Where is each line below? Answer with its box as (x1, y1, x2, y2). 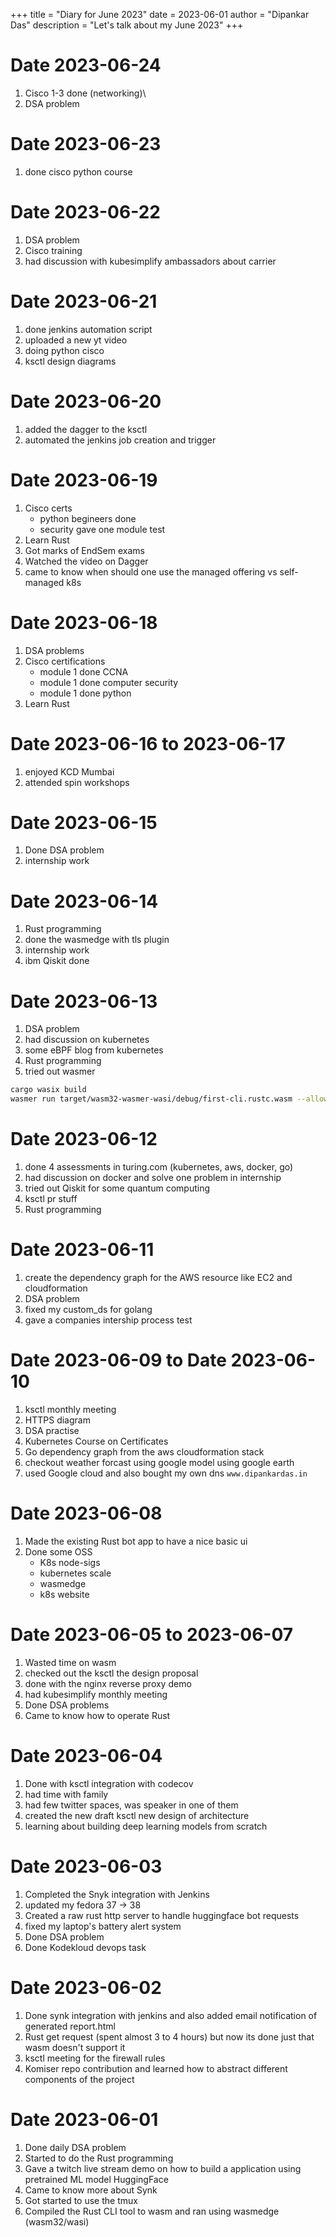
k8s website (39, 1588, 90, 1600)
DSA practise (24, 1424, 80, 1436)
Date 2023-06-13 (10, 990, 158, 1013)
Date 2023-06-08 (10, 1502, 163, 1525)
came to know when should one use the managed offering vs (24, 565, 278, 578)
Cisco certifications (24, 655, 106, 667)
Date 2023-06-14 (10, 890, 159, 913)
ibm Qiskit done (24, 955, 90, 967)
